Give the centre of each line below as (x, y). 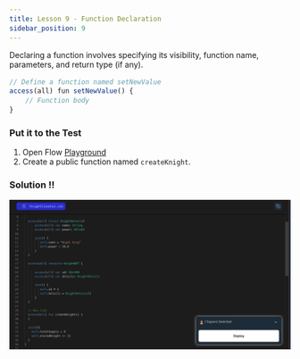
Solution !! (32, 185)
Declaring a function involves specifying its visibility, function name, (134, 54)
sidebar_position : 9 (48, 28)
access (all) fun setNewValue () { (71, 91)
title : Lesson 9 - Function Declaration (86, 19)
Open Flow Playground (64, 153)
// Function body (58, 101)
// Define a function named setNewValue (86, 82)
